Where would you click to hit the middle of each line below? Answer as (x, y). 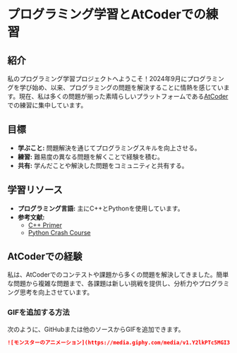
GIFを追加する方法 (38, 313)
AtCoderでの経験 (45, 257)
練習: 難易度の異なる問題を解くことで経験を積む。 (91, 157)
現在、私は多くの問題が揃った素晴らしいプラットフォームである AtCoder (123, 96)
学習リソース (35, 190)
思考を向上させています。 (56, 292)
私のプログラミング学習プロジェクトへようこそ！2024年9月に (97, 79)
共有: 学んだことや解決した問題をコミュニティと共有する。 (103, 165)
